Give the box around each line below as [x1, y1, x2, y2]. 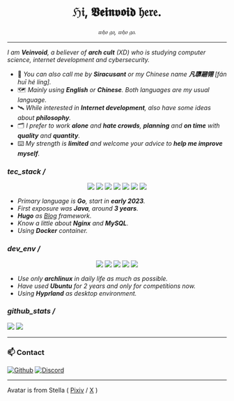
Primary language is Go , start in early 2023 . [17, 197, 146, 205]
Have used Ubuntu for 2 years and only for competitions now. [17, 282, 196, 290]
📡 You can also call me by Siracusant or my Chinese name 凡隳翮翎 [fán [17, 70, 227, 78]
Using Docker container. [17, 227, 88, 235]
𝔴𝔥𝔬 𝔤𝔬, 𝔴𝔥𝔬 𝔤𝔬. [97, 27, 136, 36]
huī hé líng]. [17, 77, 52, 86]
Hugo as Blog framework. [17, 212, 92, 220]
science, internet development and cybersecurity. [7, 55, 150, 63]
